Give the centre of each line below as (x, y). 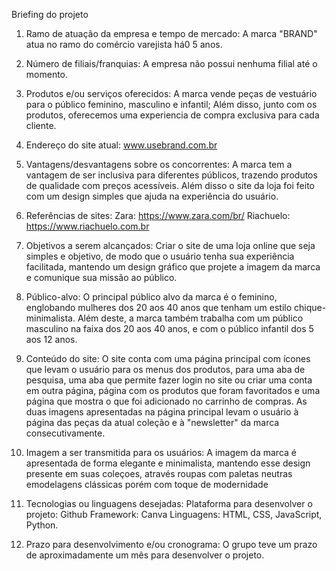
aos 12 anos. (51, 339)
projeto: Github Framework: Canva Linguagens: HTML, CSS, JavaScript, (174, 514)
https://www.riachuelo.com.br (87, 226)
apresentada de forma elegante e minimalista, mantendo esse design (168, 463)
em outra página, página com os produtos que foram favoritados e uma (173, 390)
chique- (310, 307)
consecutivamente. (65, 433)
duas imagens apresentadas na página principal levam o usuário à (162, 412)
